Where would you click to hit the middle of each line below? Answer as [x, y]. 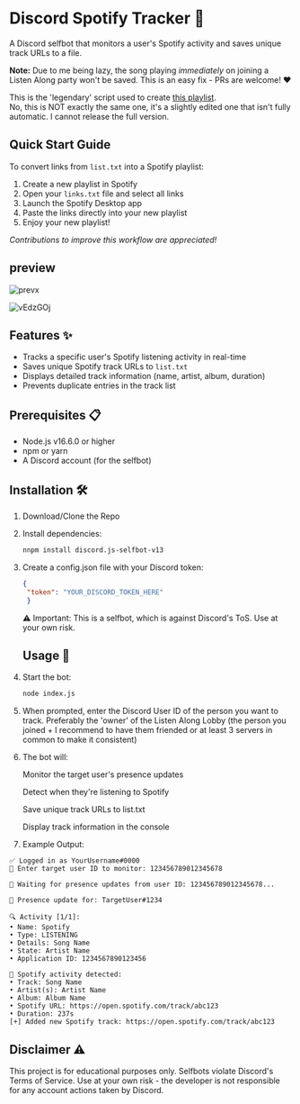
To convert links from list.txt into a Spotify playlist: [107, 167]
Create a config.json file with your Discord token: [113, 567]
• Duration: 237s [42, 1014]
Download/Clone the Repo [71, 516]
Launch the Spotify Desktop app [82, 203]
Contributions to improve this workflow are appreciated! [113, 240]
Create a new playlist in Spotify [79, 184]
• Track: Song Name [46, 982]
